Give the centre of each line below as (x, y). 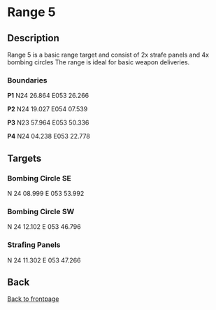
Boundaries (27, 80)
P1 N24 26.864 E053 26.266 (48, 96)
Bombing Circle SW (41, 211)
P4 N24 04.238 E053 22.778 (49, 136)
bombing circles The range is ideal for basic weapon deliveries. (99, 62)
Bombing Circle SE (39, 178)
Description (33, 38)
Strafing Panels (34, 245)
